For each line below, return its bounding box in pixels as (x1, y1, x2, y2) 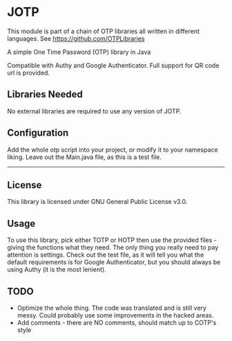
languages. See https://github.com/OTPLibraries (7, 34, 145, 42)
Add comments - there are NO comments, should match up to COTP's (17, 319, 217, 326)
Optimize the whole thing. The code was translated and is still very (17, 304, 207, 312)
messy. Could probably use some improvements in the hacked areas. (17, 311, 214, 319)
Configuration (7, 127, 69, 139)
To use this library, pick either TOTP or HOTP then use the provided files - (7, 236, 217, 244)
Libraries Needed (7, 89, 83, 100)
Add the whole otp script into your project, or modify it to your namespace (7, 145, 219, 154)
